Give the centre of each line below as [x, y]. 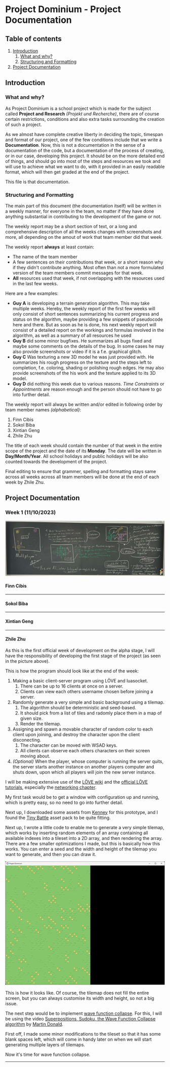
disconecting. [27, 740]
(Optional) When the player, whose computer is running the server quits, [88, 761]
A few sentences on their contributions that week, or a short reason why [88, 262]
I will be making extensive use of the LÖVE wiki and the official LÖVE [77, 782]
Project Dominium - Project [63, 9]
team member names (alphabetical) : [43, 410]
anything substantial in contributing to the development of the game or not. [83, 217]
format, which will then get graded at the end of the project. [68, 172]
